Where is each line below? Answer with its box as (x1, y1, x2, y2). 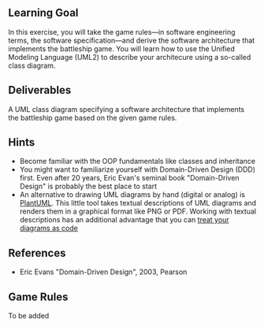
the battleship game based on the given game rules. (8, 113, 177, 122)
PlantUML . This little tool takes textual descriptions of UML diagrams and (19, 199, 257, 208)
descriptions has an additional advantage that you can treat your (19, 215, 230, 225)
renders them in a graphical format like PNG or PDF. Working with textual (19, 206, 257, 216)
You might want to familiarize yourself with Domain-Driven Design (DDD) (19, 165, 256, 174)
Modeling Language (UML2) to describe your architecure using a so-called (8, 52, 251, 61)
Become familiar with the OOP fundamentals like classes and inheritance (19, 157, 256, 166)
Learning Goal (8, 6, 79, 20)
